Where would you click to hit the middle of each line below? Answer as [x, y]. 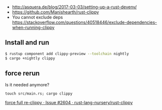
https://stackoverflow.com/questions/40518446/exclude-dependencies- [84, 22]
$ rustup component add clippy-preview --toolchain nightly [67, 54]
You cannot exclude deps [37, 17]
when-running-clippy [33, 27]
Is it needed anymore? [27, 85]
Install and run [27, 43]
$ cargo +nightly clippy [30, 58]
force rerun [22, 73]
